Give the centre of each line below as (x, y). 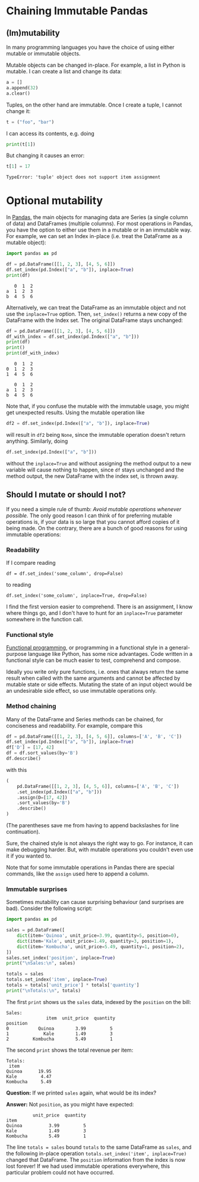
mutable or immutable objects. (43, 54)
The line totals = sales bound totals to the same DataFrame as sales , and (99, 1147)
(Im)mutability (33, 33)
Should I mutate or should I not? (66, 495)
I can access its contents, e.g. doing (50, 133)
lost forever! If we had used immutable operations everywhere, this (88, 1166)
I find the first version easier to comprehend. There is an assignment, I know (99, 606)
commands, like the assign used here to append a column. (78, 874)
